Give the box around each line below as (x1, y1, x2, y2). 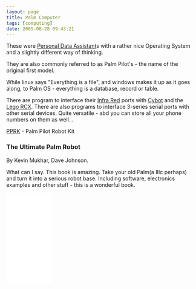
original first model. (6, 67, 55, 74)
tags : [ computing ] (6, 20, 53, 26)
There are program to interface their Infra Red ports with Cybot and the (6, 97, 183, 104)
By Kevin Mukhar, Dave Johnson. (6, 157, 89, 164)
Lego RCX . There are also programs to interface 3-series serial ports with (6, 103, 189, 111)
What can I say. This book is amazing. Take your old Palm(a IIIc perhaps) (6, 168, 188, 175)
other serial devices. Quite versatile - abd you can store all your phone (6, 109, 181, 117)
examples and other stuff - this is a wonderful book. (6, 181, 136, 188)
